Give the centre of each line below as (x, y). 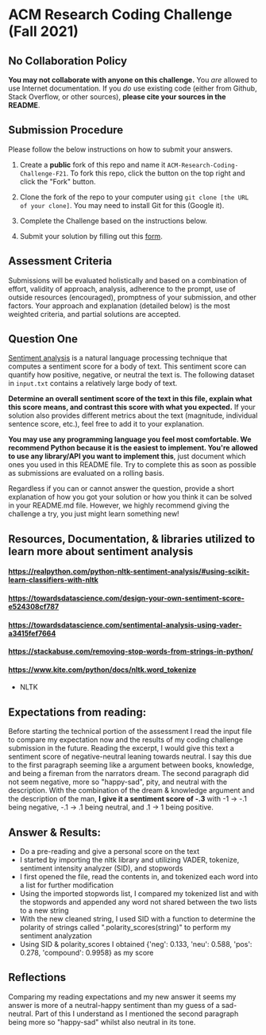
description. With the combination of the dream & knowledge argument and (131, 790)
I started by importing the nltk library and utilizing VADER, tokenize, (129, 860)
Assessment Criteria (60, 261)
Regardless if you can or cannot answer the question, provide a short (121, 489)
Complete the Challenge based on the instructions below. (114, 221)
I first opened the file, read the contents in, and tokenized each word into (139, 877)
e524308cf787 (34, 607)
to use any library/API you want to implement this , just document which (127, 456)
